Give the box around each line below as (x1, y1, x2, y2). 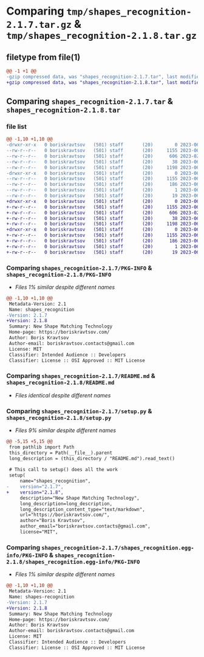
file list (6, 122, 27, 131)
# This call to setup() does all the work (8, 467, 118, 473)
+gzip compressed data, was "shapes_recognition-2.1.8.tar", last (6, 79, 178, 86)
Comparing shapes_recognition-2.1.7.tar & (6, 96, 173, 107)
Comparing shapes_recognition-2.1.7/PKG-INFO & (6, 263, 152, 272)
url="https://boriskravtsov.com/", (19, 512, 110, 518)
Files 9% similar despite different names (15, 427, 117, 434)
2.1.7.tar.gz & (6, 17, 82, 31)
